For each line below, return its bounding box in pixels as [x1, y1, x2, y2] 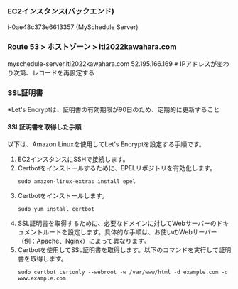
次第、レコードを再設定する [13, 68, 94, 77]
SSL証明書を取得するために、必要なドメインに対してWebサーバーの [17, 219, 217, 228]
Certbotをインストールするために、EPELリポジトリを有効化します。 [17, 164, 217, 173]
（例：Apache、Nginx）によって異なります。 [17, 236, 151, 246]
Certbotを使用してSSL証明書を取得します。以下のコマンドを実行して [17, 246, 219, 254]
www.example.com [17, 275, 66, 282]
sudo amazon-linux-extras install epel [17, 178, 136, 185]
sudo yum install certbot [17, 206, 94, 213]
